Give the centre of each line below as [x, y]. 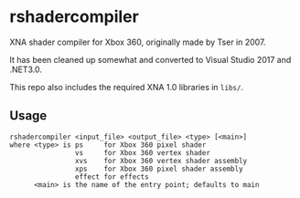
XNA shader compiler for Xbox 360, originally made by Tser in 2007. [138, 42]
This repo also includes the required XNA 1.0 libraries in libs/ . [127, 87]
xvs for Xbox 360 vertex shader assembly [161, 161]
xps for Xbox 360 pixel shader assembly [159, 169]
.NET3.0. [26, 69]
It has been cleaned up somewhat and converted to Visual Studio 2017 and [150, 59]
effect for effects [112, 177]
